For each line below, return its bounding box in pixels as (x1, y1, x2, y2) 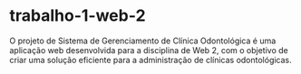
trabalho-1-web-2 (9, 5, 147, 26)
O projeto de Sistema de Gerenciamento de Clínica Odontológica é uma (9, 35, 277, 46)
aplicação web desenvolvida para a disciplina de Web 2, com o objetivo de (9, 44, 288, 55)
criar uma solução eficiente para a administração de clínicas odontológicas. (9, 54, 292, 65)
